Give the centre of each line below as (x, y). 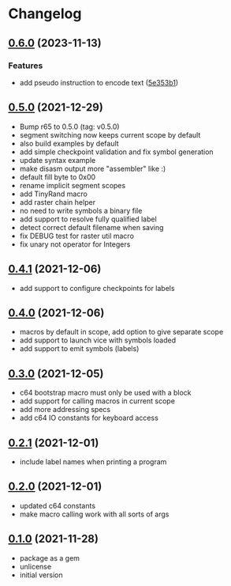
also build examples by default (69, 143)
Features (26, 66)
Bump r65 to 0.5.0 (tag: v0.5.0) (69, 127)
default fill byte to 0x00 (58, 177)
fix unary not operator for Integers (75, 244)
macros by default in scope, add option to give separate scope (121, 332)
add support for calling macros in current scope (97, 401)
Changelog (45, 14)
